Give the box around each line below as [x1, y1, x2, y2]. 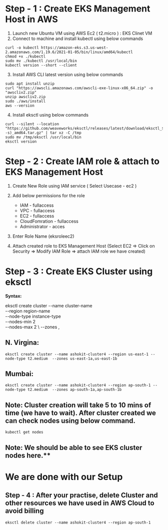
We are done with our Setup [5, 471, 123, 482]
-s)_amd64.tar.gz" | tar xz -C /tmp [5, 130, 81, 135]
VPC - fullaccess [19, 207, 55, 213]
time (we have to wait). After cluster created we [5, 408, 156, 417]
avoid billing [5, 506, 44, 515]
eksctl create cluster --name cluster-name [5, 302, 92, 308]
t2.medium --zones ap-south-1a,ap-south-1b [27, 387, 122, 392]
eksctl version [5, 139, 37, 144]
